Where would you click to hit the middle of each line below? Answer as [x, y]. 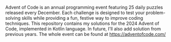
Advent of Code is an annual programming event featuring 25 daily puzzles [84, 7]
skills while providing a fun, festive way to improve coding [82, 18]
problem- [156, 13]
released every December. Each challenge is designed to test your [75, 13]
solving [13, 18]
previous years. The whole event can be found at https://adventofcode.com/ [86, 34]
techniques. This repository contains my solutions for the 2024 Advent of [82, 23]
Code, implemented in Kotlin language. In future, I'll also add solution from [83, 29]
